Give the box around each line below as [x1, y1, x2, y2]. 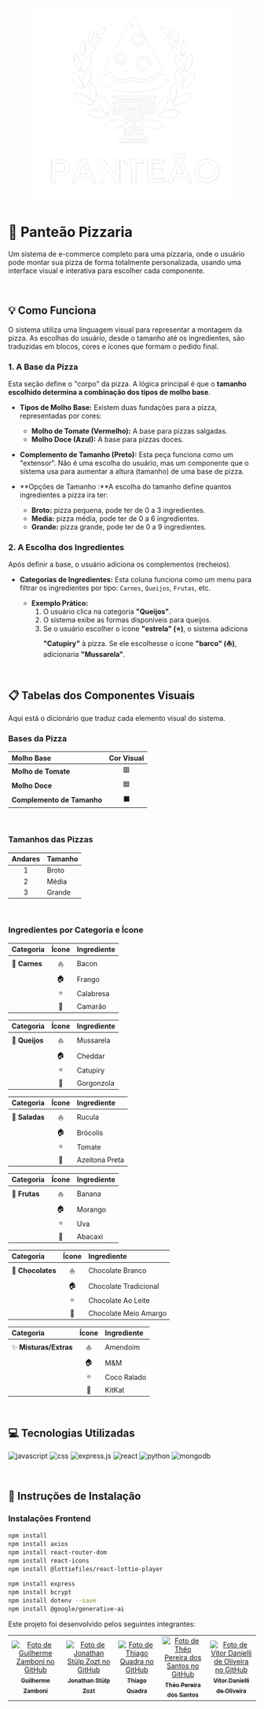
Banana [76, 1189, 102, 1198]
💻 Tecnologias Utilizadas [8, 1427, 135, 1440]
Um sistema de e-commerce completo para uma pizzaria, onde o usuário [8, 249, 245, 258]
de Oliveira [215, 1687, 247, 1695]
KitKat [104, 1386, 125, 1395]
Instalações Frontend [8, 1513, 91, 1524]
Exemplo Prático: [31, 599, 89, 608]
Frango [76, 975, 100, 984]
